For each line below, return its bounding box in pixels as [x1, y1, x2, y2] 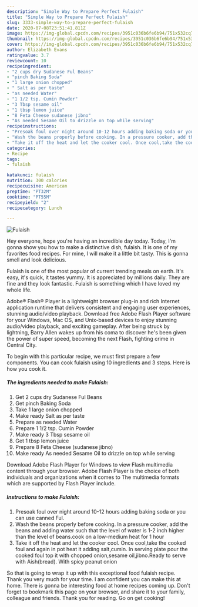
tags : [6, 156, 20, 162]
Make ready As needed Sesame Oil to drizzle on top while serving [15, 450, 175, 457]
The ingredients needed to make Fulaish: [6, 378, 109, 385]
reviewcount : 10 [6, 58, 46, 63]
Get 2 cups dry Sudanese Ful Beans [15, 394, 102, 401]
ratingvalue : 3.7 [6, 52, 49, 58]
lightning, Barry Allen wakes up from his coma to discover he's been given [6, 329, 187, 336]
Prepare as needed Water [15, 418, 78, 426]
